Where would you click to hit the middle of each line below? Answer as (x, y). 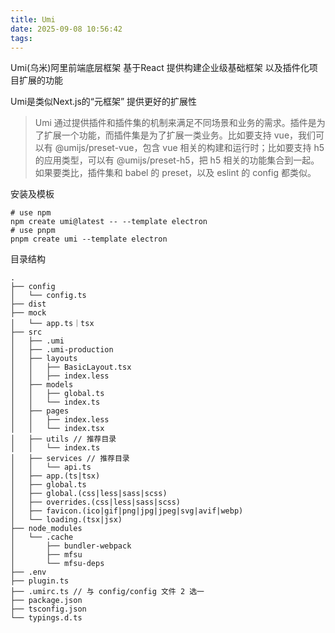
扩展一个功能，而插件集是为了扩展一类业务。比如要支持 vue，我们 (180, 135)
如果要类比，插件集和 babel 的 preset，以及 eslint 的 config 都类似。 (175, 173)
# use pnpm (33, 231)
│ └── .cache (42, 537)
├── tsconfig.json (48, 609)
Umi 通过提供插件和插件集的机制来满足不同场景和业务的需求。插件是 (175, 123)
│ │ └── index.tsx (57, 429)
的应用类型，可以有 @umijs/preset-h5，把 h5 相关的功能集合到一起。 (177, 160)
